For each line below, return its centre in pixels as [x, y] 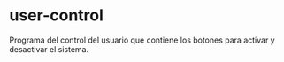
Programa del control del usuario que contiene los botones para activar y [142, 40]
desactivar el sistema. [49, 49]
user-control [57, 15]
